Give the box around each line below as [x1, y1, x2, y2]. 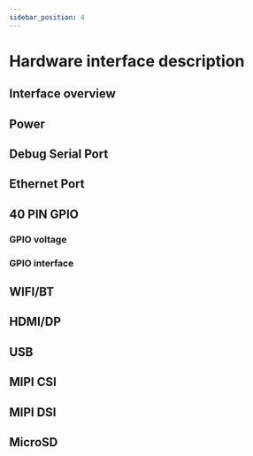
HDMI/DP [9, 314, 62, 329]
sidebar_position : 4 [9, 12, 86, 22]
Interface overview [9, 86, 117, 102]
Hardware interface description [9, 50, 245, 71]
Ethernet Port [9, 176, 85, 191]
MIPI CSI [9, 375, 57, 390]
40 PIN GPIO [9, 206, 80, 221]
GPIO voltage [9, 233, 67, 245]
